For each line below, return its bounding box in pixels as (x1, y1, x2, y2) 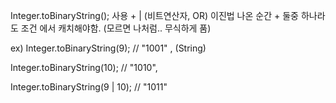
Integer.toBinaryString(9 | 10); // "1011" (10, 81, 168, 93)
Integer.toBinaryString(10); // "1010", (10, 62, 158, 73)
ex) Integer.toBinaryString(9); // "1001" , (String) (10, 42, 207, 54)
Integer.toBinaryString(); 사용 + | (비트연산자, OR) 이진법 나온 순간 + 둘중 (10, 10, 299, 21)
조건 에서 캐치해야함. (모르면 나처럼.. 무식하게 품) (20, 22, 212, 34)
